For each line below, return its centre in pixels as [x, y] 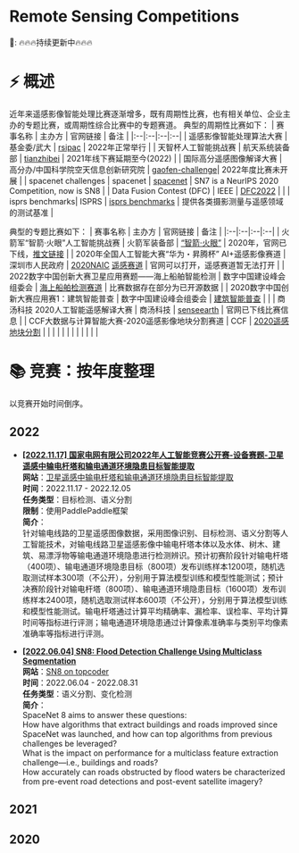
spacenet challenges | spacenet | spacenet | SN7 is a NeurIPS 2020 [154, 180]
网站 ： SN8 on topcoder [66, 671]
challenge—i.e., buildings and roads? [90, 762]
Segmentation [49, 661]
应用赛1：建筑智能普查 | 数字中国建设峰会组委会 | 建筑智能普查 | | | [154, 298]
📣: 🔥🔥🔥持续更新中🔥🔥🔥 [51, 42]
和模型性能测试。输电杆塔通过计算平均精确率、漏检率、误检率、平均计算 [155, 611]
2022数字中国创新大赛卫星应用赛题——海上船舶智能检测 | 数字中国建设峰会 [147, 276]
